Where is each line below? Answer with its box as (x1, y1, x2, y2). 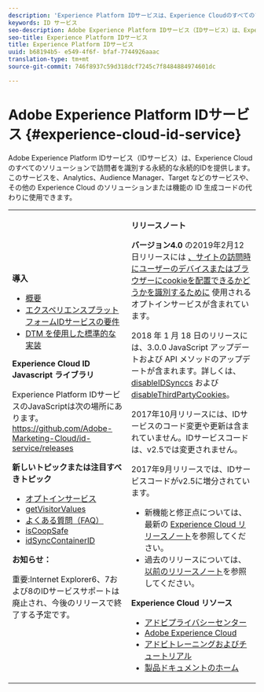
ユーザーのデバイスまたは (138, 263, 233, 274)
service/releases (12, 442, 74, 453)
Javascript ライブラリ (12, 369, 94, 380)
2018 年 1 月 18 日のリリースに (130, 329, 248, 340)
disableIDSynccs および (130, 377, 219, 388)
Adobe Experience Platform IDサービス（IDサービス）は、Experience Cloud (8, 153, 253, 162)
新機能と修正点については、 (144, 506, 247, 517)
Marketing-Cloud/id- (12, 432, 92, 444)
